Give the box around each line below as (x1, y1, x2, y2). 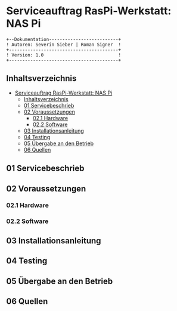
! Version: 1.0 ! (6, 52, 121, 58)
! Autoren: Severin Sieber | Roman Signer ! (6, 42, 121, 48)
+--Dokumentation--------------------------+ (6, 36, 121, 42)
